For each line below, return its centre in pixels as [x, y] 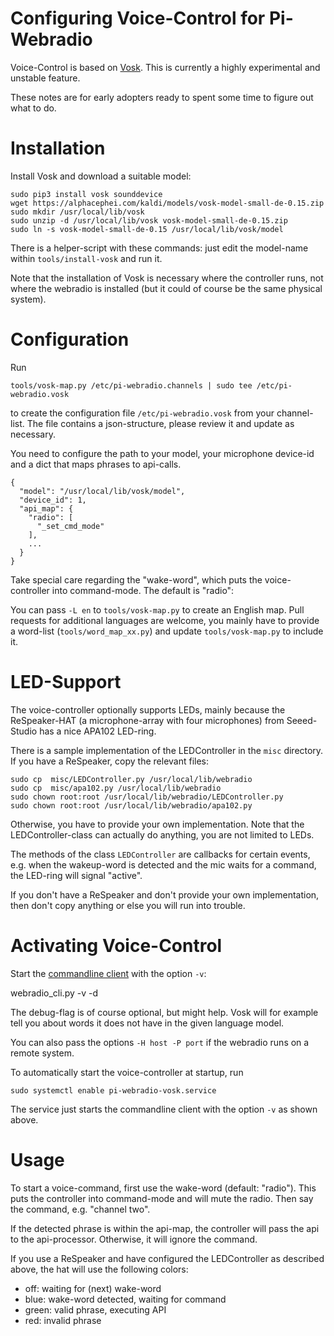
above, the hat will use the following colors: [99, 1269]
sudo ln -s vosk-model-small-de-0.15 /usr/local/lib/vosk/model [147, 229]
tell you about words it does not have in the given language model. [147, 1023]
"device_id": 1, [53, 500]
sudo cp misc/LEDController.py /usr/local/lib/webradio [131, 779]
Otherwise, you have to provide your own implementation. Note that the [157, 824]
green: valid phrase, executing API [95, 1309]
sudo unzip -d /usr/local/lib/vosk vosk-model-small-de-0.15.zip [149, 220]
